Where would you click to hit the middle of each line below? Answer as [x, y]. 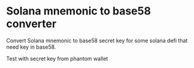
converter [31, 24]
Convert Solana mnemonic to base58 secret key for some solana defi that [97, 40]
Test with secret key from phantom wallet [57, 58]
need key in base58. [31, 47]
